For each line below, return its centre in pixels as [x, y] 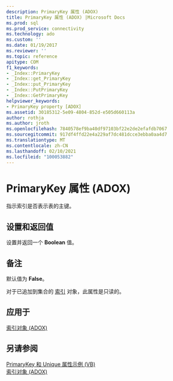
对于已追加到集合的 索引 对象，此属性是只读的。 [65, 291]
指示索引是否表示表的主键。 [40, 206]
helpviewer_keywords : [33, 101]
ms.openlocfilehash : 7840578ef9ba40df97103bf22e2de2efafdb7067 [87, 129]
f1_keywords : [22, 67]
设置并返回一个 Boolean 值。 [42, 242]
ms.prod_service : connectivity [45, 28]
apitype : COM [22, 62]
